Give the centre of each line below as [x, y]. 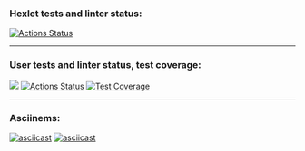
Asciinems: [35, 118]
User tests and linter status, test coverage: [105, 65]
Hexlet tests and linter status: [76, 14]
